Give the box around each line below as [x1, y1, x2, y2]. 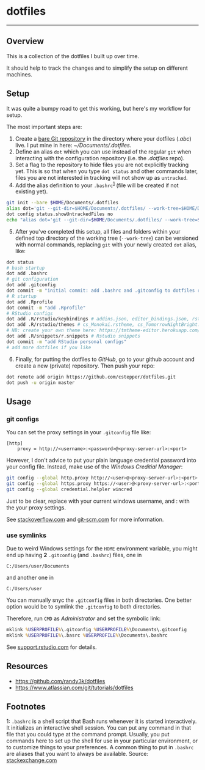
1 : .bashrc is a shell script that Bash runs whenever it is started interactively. [6, 717, 197, 725]
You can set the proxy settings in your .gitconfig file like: [6, 429, 151, 436]
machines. [6, 70, 32, 78]
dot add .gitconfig [6, 282, 56, 288]
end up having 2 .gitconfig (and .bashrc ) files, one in [6, 552, 142, 559]
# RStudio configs [6, 310, 53, 316]
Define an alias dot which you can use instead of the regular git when [15, 148, 192, 155]
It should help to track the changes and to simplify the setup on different [6, 64, 188, 72]
